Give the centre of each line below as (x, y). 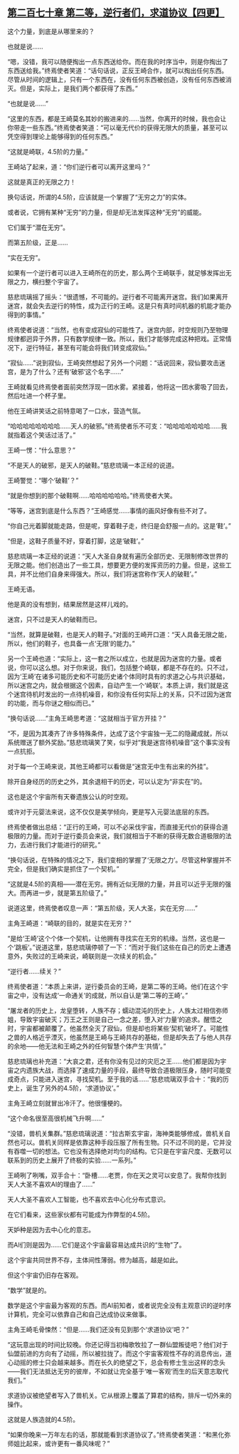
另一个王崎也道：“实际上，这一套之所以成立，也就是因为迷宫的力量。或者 (115, 659)
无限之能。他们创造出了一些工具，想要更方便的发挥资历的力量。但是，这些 (116, 564)
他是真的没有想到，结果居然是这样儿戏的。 (70, 604)
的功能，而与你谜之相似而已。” (51, 703)
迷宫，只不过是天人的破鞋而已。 (54, 619)
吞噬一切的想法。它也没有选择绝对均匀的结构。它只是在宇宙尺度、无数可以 (122, 1151)
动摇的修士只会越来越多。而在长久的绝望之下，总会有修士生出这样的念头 (119, 1362)
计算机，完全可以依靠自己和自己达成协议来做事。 (79, 1314)
